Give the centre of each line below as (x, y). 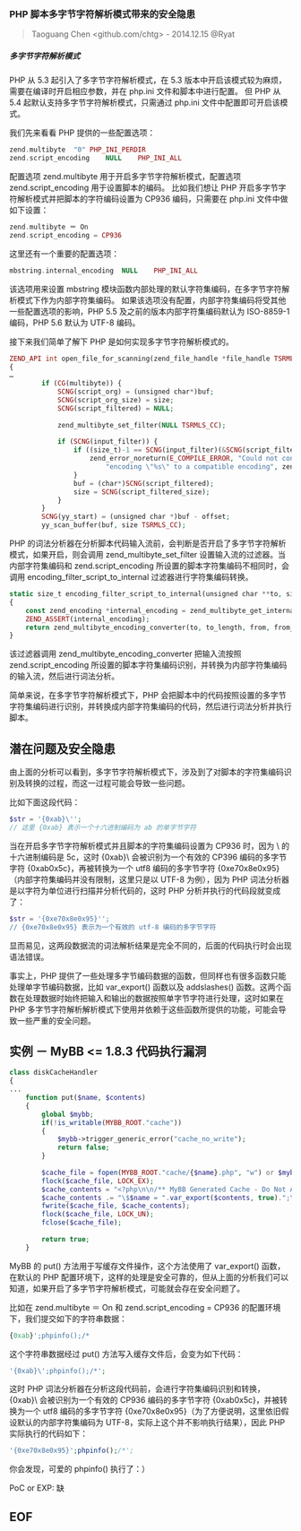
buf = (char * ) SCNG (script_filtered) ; (144, 483)
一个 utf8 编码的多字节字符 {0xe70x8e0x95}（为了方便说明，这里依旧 (153, 1411)
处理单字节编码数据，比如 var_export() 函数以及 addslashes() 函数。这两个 (146, 987)
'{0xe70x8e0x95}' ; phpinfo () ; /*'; (72, 1451)
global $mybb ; (68, 1114)
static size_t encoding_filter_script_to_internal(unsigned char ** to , (146, 594)
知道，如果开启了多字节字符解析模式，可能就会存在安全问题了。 (127, 1288)
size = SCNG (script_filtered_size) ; (142, 492)
